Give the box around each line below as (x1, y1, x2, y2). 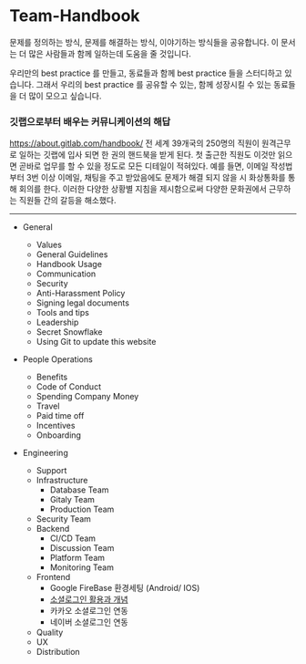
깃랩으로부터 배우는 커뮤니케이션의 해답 (9, 115, 171, 128)
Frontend (36, 572, 71, 583)
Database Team (49, 484, 109, 495)
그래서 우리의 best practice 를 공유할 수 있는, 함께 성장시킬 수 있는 (36, 78, 271, 89)
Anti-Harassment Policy (36, 288, 126, 299)
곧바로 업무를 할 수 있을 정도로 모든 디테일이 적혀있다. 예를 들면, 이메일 (18, 161, 269, 171)
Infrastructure (36, 475, 88, 486)
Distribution (36, 647, 80, 658)
